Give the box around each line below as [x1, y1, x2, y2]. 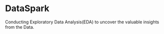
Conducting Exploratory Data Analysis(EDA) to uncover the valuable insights [5, 19, 160, 25]
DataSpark [5, 3, 50, 14]
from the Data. [5, 24, 34, 30]
